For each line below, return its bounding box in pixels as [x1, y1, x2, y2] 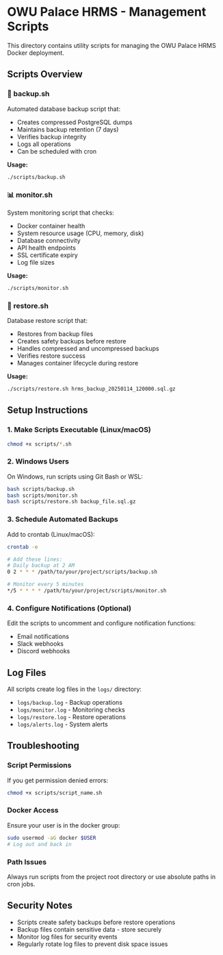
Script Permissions [7, 760, 72, 770]
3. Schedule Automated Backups [7, 515, 118, 524]
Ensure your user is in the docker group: [7, 821, 120, 830]
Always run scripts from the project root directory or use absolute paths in [7, 872, 216, 881]
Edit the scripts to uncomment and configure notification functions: [7, 619, 196, 627]
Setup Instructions [7, 404, 88, 416]
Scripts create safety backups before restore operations [16, 918, 176, 926]
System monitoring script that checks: [7, 208, 114, 217]
